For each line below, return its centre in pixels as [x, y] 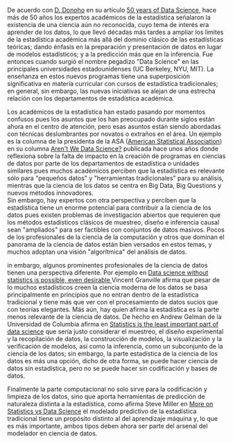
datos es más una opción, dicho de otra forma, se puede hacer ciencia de [113, 361]
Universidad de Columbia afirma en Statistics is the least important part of [113, 324]
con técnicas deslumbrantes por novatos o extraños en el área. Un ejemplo [114, 134]
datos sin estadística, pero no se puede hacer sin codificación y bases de [112, 368]
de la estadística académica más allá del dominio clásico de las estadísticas [115, 40]
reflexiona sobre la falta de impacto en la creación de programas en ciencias [116, 156]
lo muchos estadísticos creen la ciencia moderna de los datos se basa [107, 287]
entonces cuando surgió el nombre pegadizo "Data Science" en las [103, 61]
